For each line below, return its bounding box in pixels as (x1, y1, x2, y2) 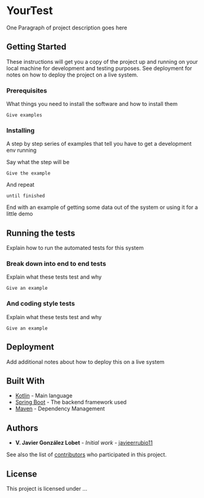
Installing (6, 126, 35, 135)
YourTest (6, 4, 53, 18)
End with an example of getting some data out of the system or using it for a (6, 203, 198, 211)
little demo (6, 210, 33, 217)
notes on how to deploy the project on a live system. (6, 71, 138, 78)
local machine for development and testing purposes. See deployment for (6, 64, 192, 72)
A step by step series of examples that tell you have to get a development (6, 140, 192, 148)
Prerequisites (6, 86, 47, 95)
